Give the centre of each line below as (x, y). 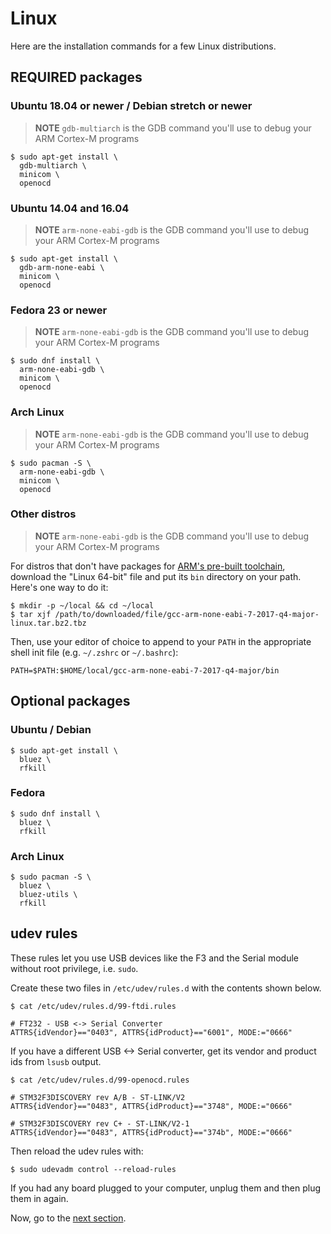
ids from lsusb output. (56, 1061)
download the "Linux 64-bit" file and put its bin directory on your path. (156, 576)
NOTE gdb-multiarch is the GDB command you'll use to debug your (173, 128)
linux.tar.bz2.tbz (48, 623)
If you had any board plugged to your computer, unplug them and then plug (166, 1188)
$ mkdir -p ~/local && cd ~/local (82, 605)
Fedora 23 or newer (59, 310)
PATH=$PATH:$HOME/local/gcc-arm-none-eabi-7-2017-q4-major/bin (145, 670)
